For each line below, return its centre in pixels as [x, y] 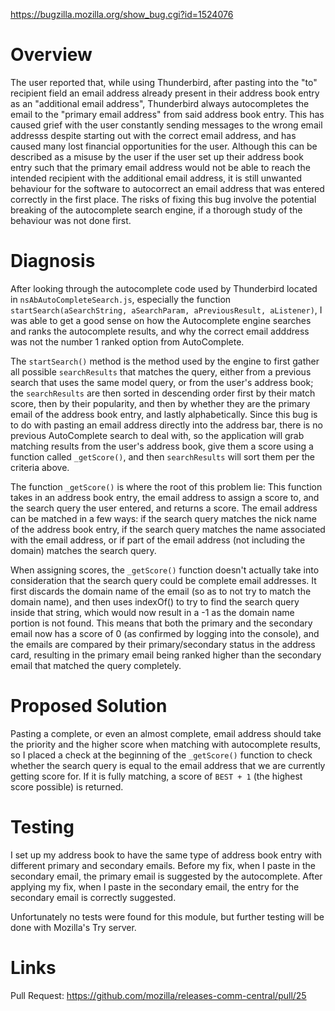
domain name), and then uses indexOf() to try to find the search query [155, 601]
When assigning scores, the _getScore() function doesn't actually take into [165, 570]
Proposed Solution [89, 706]
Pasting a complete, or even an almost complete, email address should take [166, 733]
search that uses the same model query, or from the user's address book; [162, 382]
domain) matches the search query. [83, 550]
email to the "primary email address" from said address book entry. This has [167, 114]
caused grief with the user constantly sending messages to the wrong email [166, 125]
